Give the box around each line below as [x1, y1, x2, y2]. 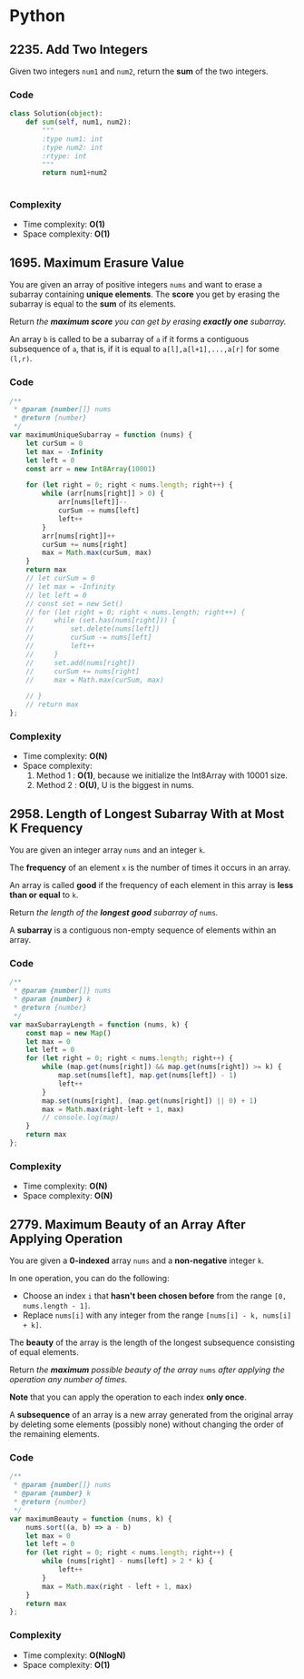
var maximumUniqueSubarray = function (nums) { [9, 430, 193, 440]
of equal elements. [9, 1347, 79, 1358]
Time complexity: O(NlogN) [22, 1649, 126, 1661]
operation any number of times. [9, 1374, 128, 1385]
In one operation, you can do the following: [9, 1273, 170, 1284]
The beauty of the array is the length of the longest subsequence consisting [9, 1337, 295, 1348]
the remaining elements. [9, 1429, 100, 1440]
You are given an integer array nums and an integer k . [9, 845, 206, 855]
